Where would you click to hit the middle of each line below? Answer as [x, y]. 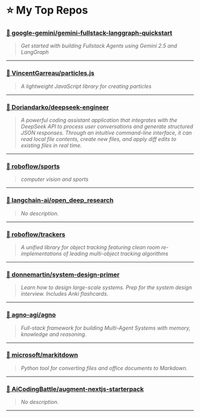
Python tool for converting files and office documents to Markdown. [104, 368]
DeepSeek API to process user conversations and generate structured [107, 127]
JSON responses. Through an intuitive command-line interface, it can [106, 133]
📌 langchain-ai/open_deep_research [60, 200]
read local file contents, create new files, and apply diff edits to [99, 139]
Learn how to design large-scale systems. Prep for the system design [106, 287]
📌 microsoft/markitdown [42, 355]
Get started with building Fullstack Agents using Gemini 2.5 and [99, 46]
